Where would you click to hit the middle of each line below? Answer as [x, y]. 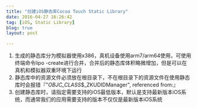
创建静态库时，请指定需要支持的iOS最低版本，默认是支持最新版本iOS [98, 92]
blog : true [19, 28]
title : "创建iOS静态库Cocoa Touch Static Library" [67, 11]
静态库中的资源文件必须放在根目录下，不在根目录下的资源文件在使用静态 [102, 78]
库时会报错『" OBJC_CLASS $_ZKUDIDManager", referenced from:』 [96, 85]
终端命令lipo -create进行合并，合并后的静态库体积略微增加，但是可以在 [101, 63]
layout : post [22, 33]
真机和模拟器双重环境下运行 [48, 70]
